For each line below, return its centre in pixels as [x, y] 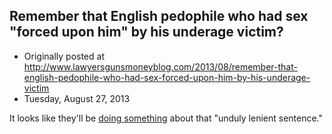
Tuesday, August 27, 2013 [77, 98]
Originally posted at [64, 56]
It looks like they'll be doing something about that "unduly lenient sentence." [166, 118]
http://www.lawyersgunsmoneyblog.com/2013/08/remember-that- [160, 66]
